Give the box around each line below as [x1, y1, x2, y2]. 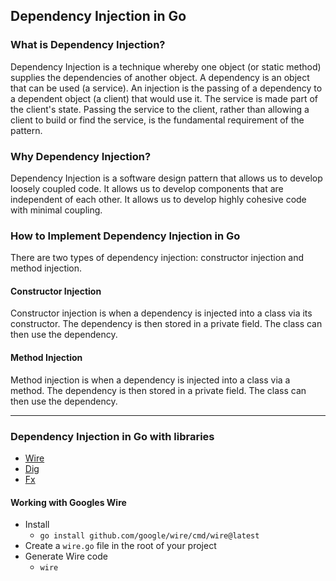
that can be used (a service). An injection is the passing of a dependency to [10, 82, 323, 94]
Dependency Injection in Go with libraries [10, 429, 215, 443]
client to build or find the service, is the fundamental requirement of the [10, 114, 305, 126]
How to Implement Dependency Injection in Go [10, 229, 241, 243]
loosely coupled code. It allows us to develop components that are [10, 182, 284, 194]
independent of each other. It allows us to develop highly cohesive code [10, 193, 307, 205]
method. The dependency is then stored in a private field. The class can [10, 384, 307, 396]
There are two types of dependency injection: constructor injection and [10, 252, 305, 264]
